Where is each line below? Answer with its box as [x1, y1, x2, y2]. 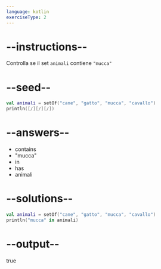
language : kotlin [6, 8, 49, 15]
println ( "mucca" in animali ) [6, 217, 79, 223]
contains [14, 146, 37, 153]
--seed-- [6, 81, 51, 94]
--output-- [6, 237, 60, 251]
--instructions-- [6, 40, 88, 54]
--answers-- [6, 126, 70, 140]
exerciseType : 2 [6, 14, 47, 20]
